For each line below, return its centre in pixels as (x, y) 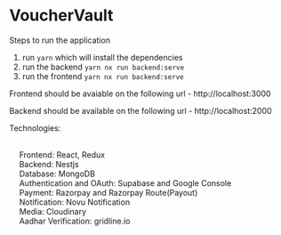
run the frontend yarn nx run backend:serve (103, 76)
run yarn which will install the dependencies (102, 57)
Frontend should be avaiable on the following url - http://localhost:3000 (140, 93)
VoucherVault (61, 16)
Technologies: (35, 128)
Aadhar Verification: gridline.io (75, 221)
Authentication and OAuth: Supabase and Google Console (125, 182)
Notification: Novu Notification (75, 202)
